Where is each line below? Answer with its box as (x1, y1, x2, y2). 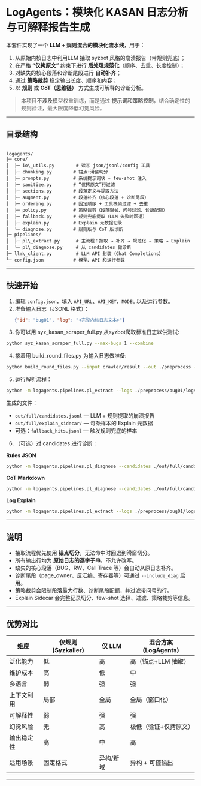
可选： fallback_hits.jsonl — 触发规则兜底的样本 (14, 427, 138, 434)
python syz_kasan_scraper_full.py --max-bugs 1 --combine (6, 340, 154, 347)
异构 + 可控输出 (130, 758, 173, 767)
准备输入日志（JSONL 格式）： (14, 305, 89, 312)
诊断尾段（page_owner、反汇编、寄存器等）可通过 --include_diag (14, 571, 179, 579)
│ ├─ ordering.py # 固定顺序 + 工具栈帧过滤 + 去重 (6, 200, 148, 207)
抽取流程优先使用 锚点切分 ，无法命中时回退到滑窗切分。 (14, 549, 153, 556)
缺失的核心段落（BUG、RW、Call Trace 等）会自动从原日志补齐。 (14, 564, 176, 571)
